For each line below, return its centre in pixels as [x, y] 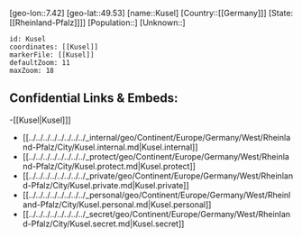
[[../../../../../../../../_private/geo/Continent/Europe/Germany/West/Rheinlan [158, 176]
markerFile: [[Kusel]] [52, 55]
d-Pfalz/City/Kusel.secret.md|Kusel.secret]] [103, 224]
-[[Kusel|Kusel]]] [40, 120]
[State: [281, 13]
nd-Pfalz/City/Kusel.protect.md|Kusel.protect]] [109, 166]
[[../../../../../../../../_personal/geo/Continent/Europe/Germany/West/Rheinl [156, 195]
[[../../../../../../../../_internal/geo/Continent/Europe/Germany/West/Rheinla [156, 137]
